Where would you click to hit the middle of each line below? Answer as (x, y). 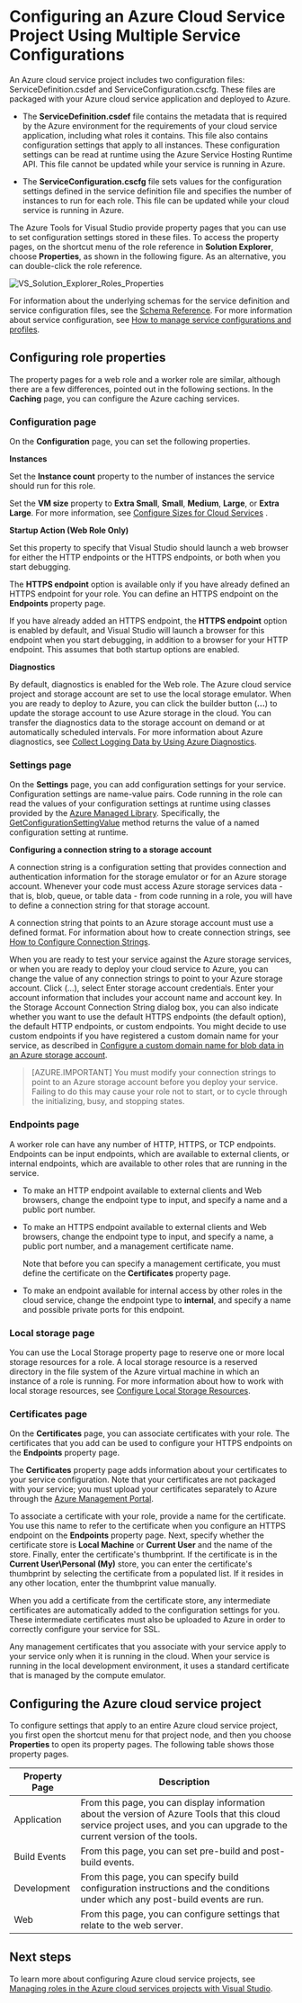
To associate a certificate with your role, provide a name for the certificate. (147, 1516)
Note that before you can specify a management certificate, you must (151, 1263)
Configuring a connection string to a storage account (111, 850)
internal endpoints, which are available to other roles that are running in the (148, 1163)
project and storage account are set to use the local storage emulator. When (151, 694)
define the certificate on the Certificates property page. (126, 1273)
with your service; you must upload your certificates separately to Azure (143, 1489)
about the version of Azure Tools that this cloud (180, 1814)
